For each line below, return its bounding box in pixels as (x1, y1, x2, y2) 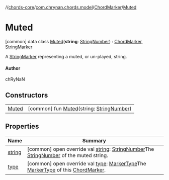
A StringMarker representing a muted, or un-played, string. (5, 53, 127, 59)
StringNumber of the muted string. (27, 152, 108, 159)
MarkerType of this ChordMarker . (27, 166, 106, 173)
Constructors (5, 91, 48, 100)
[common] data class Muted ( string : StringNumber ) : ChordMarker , (5, 38, 143, 44)
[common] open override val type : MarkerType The (27, 160, 146, 167)
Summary (82, 137, 107, 144)
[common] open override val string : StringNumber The (27, 145, 154, 152)
